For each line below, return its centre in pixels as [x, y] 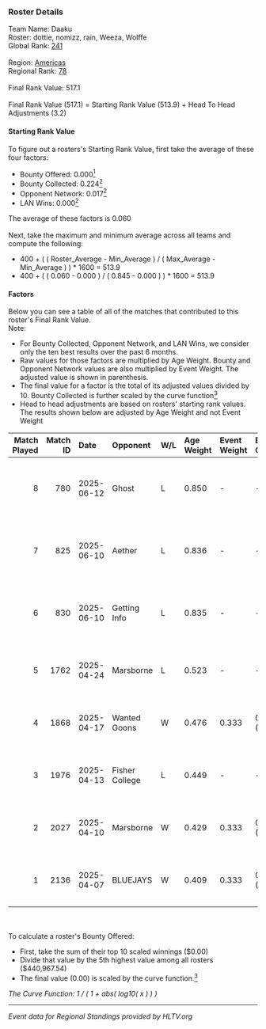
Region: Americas [37, 63]
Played [25, 450]
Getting [126, 608]
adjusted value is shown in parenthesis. [84, 378]
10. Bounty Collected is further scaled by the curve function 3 [118, 395]
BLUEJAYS [132, 879]
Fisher [124, 770]
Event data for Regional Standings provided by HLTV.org [101, 1016]
